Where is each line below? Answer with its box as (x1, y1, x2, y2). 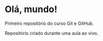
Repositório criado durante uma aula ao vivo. (5, 30, 98, 36)
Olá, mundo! (5, 4, 58, 15)
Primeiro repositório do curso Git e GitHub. (5, 20, 94, 26)
